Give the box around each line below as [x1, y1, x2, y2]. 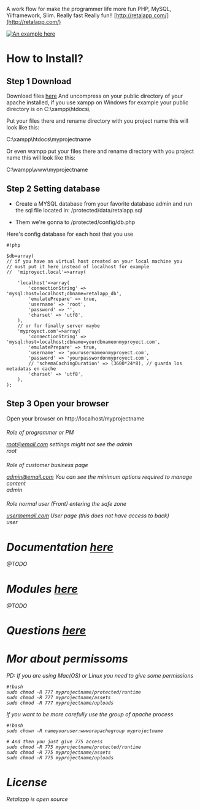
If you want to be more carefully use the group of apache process [6, 711, 174, 718]
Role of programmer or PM [6, 429, 74, 436]
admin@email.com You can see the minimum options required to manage [6, 473, 193, 481]
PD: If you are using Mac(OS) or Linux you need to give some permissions [6, 672, 194, 679]
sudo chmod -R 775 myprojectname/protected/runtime [6, 744, 141, 751]
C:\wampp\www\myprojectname [6, 166, 88, 173]
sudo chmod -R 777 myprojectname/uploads [6, 700, 114, 706]
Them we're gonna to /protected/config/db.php [15, 218, 136, 226]
